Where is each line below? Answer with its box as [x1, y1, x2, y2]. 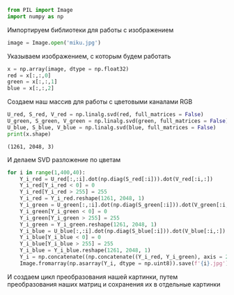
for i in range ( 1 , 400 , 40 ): [7, 168, 86, 176]
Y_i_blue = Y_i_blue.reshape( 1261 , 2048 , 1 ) [19, 247, 151, 254]
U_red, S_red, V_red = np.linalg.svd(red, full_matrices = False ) [7, 111, 204, 118]
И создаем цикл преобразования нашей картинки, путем [7, 273, 178, 281]
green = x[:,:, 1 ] [7, 78, 58, 85]
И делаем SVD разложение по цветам [7, 155, 121, 164]
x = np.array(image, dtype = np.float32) [7, 65, 130, 73]
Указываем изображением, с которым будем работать [7, 52, 171, 60]
